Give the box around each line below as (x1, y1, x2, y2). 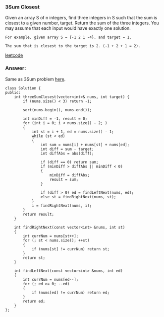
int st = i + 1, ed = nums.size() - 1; (31, 129, 114, 134)
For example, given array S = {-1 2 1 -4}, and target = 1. (5, 35, 132, 40)
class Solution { (5, 85, 41, 90)
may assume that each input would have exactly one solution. (5, 25, 131, 31)
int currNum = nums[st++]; (23, 234, 79, 238)
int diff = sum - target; (40, 147, 94, 152)
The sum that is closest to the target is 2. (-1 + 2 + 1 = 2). (5, 44, 141, 49)
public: (5, 90, 21, 95)
